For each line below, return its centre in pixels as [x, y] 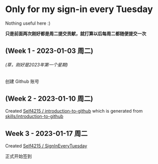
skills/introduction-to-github [34, 116]
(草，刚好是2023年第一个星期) [36, 64]
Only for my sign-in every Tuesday [79, 9]
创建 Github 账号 [22, 81]
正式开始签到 [18, 156]
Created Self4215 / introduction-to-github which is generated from [74, 111]
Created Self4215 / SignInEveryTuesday [46, 146]
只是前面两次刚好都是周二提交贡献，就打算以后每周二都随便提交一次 [76, 33]
